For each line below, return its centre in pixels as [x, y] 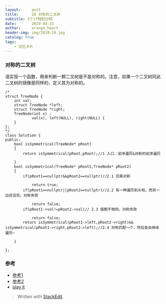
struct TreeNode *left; [39, 105]
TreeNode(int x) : [33, 114]
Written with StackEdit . [41, 297]
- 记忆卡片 [24, 47]
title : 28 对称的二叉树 [33, 14]
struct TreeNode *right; [40, 109]
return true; [45, 185]
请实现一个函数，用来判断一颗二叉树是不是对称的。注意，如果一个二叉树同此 [83, 76]
